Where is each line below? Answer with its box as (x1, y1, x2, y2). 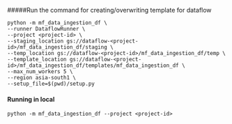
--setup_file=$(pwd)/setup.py (7, 80, 95, 87)
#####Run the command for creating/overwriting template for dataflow (7, 6, 212, 14)
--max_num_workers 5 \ (7, 68, 73, 75)
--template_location (7, 56, 68, 63)
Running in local (7, 95, 55, 103)
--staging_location (7, 38, 64, 45)
